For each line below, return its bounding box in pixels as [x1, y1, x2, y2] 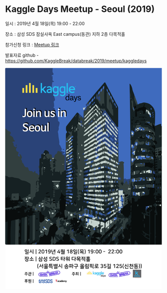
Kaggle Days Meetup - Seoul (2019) [5, 3, 155, 15]
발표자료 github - [5, 52, 39, 58]
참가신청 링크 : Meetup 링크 [5, 41, 60, 48]
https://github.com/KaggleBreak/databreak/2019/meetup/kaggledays [5, 58, 147, 64]
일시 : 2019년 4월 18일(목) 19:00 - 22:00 [5, 20, 85, 26]
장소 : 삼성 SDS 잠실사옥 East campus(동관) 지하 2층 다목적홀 [5, 31, 125, 37]
